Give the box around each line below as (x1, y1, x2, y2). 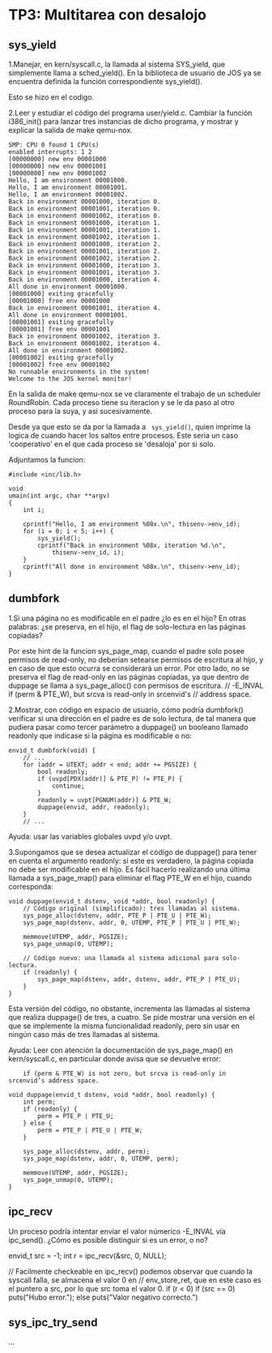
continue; (51, 782, 85, 790)
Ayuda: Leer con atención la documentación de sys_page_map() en (8, 1045, 233, 1055)
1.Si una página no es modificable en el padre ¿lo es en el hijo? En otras (8, 613, 247, 623)
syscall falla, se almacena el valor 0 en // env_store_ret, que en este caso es (8, 1274, 261, 1285)
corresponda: (8, 881, 54, 891)
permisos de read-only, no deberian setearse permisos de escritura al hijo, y (8, 655, 264, 664)
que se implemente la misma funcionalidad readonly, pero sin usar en (8, 1021, 240, 1031)
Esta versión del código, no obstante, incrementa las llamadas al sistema (8, 1003, 251, 1014)
